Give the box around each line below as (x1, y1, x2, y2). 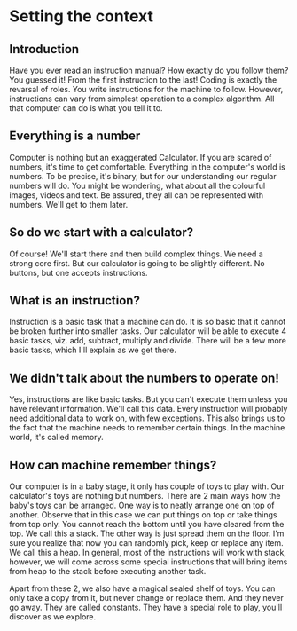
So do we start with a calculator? (9, 225, 194, 241)
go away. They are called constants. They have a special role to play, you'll (9, 602, 283, 613)
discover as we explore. (9, 611, 97, 622)
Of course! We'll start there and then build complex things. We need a (9, 248, 263, 259)
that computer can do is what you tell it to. (9, 103, 163, 113)
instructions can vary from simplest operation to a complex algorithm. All (9, 93, 275, 104)
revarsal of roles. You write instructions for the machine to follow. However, (9, 84, 284, 94)
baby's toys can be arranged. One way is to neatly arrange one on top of (9, 500, 275, 511)
